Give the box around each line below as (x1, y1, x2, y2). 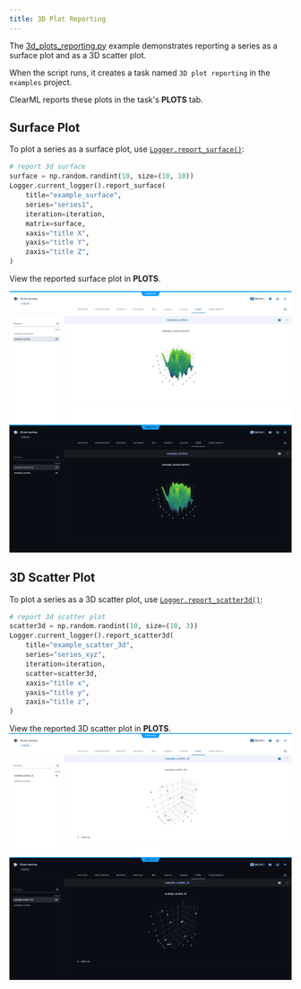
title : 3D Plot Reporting (9, 14, 106, 23)
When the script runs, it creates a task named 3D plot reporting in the (9, 67, 271, 78)
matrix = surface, (25, 219, 87, 228)
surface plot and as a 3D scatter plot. (9, 49, 147, 60)
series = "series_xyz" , (25, 651, 106, 660)
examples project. (9, 76, 73, 87)
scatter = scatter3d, (25, 669, 99, 678)
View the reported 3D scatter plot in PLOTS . (9, 723, 172, 734)
